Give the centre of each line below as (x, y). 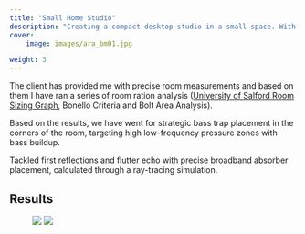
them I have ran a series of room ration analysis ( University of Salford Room (152, 96)
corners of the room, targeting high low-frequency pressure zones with (143, 133)
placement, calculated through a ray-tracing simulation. (114, 170)
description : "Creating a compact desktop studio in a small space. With (153, 27)
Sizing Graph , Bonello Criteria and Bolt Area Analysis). (111, 105)
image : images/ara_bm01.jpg (79, 43)
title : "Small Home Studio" (63, 18)
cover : (22, 35)
